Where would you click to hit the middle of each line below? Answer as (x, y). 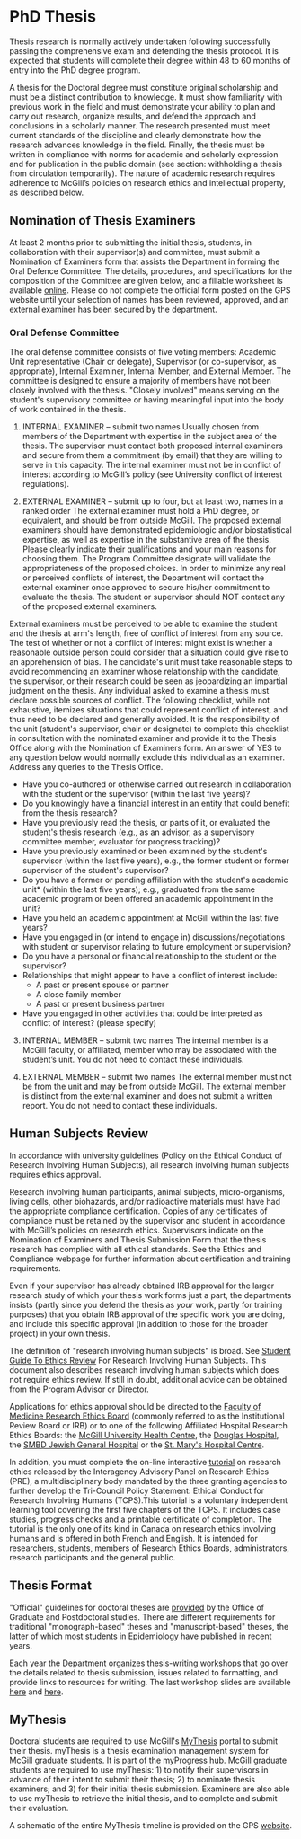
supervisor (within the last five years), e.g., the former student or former (155, 861)
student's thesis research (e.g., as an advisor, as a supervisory (138, 832)
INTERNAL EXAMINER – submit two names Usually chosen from (141, 427)
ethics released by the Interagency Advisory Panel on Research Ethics (139, 1472)
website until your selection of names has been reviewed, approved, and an (149, 299)
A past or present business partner (100, 1004)
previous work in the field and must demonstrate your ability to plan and (142, 106)
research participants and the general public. (93, 1557)
